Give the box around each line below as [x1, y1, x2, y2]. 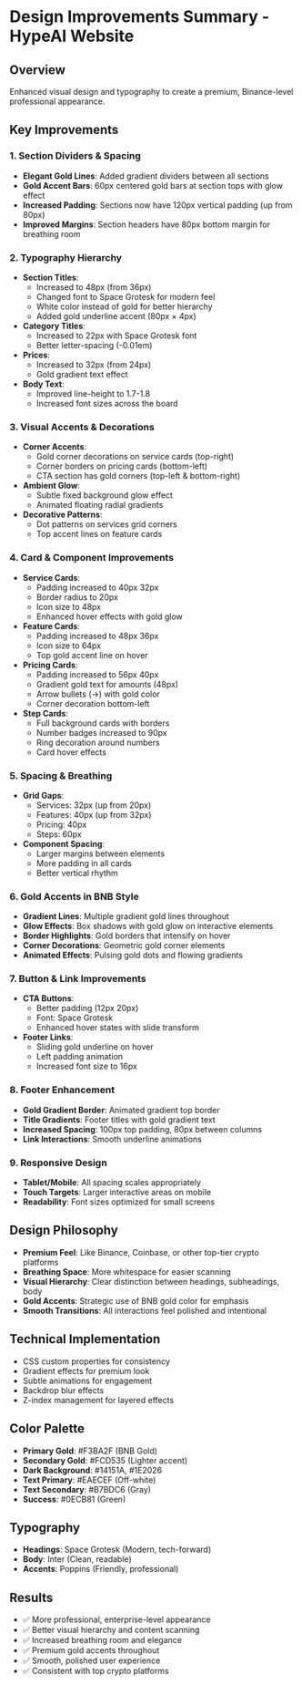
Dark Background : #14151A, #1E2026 [22, 1464, 163, 1475]
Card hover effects [35, 746, 107, 758]
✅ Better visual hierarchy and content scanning [22, 1625, 200, 1636]
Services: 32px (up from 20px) [35, 800, 152, 811]
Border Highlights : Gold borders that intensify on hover [22, 930, 231, 941]
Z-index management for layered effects [22, 1394, 175, 1405]
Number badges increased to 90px [35, 727, 167, 738]
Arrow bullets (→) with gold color [35, 688, 161, 699]
